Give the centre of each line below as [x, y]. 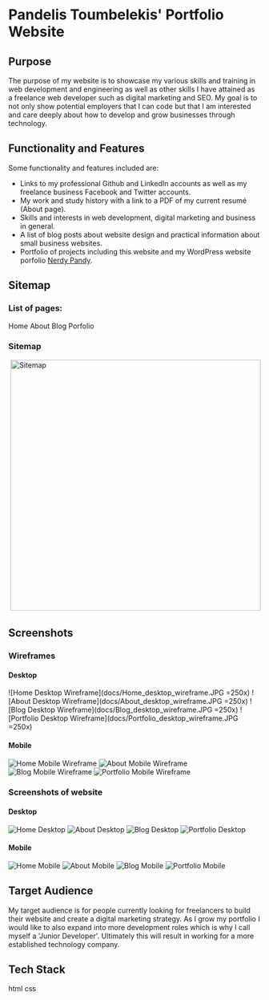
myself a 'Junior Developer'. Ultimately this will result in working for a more [131, 936]
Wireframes [32, 656]
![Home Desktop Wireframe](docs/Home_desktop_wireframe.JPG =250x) [129, 693]
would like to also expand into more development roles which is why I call [129, 927]
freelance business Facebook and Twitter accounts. [105, 192]
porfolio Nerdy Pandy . [56, 260]
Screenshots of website [55, 792]
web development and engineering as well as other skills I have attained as [132, 89]
